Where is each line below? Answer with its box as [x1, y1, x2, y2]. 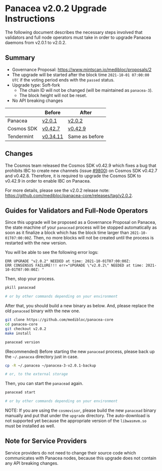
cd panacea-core [5, 322, 38, 327]
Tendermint [7, 133, 34, 140]
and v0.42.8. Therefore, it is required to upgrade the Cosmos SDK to [5, 173, 141, 179]
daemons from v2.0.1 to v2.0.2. [5, 39, 67, 45]
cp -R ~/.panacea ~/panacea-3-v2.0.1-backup [5, 363, 96, 368]
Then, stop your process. [5, 276, 55, 282]
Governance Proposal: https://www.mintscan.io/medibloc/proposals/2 [12, 67, 152, 72]
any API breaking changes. [5, 460, 59, 466]
